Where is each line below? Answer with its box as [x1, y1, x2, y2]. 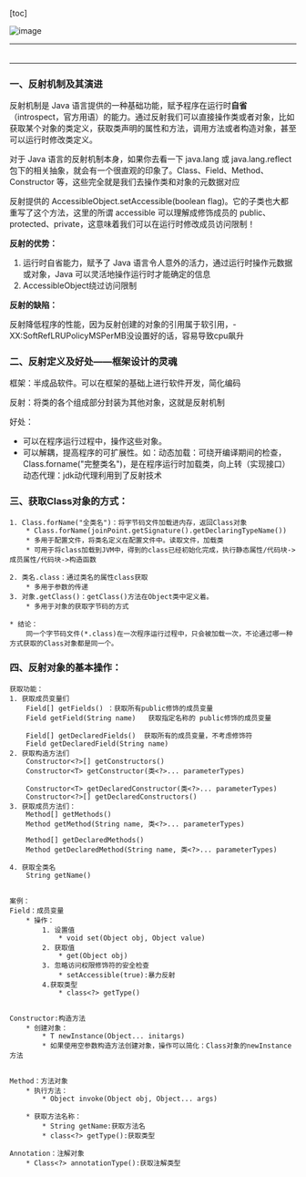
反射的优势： [9, 237, 57, 249]
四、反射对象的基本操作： [9, 661, 122, 674]
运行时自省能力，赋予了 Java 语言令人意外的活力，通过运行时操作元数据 [22, 257, 293, 268]
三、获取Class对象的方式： [9, 495, 128, 508]
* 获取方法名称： [25, 1111, 82, 1120]
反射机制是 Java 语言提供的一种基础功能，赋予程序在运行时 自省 [9, 99, 248, 110]
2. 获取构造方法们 [9, 749, 70, 758]
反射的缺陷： [9, 299, 57, 310]
